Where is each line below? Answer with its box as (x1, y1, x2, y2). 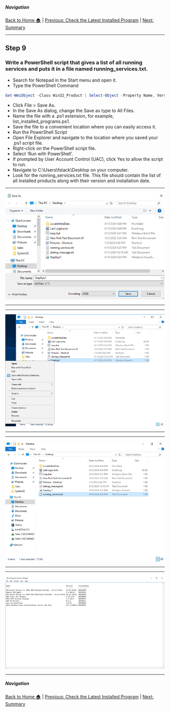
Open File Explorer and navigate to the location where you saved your (12, 134, 158, 141)
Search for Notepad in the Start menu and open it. (12, 77, 117, 83)
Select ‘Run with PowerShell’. (12, 150, 73, 157)
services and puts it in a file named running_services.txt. (5, 65, 148, 73)
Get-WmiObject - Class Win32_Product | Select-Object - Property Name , (5, 93, 155, 98)
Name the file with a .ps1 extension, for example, (12, 113, 114, 119)
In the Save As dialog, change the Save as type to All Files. (12, 107, 135, 114)
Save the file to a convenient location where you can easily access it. (12, 123, 157, 129)
